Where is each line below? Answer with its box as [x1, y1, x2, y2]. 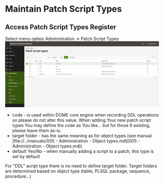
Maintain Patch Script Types [5, 3, 122, 15]
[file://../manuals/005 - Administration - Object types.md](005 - [12, 138, 140, 143]
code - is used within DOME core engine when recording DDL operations [12, 112, 159, 118]
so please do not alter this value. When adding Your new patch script [12, 117, 151, 123]
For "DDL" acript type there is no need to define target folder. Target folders [5, 163, 157, 169]
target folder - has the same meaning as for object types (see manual [12, 133, 152, 139]
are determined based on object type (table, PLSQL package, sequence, [5, 168, 151, 174]
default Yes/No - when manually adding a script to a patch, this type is [12, 148, 154, 154]
